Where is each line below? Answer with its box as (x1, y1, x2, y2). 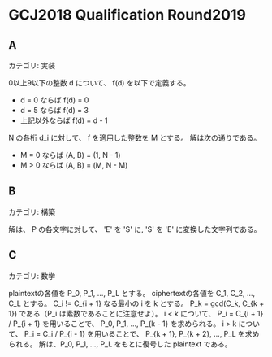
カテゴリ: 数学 (8, 271, 55, 281)
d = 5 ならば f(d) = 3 (19, 106, 89, 115)
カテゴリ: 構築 (8, 207, 55, 216)
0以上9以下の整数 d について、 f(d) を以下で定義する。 (8, 78, 191, 87)
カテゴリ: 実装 (8, 61, 55, 70)
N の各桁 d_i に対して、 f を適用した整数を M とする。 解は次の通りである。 (8, 133, 261, 142)
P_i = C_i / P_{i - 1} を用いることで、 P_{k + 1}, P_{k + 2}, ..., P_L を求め (24, 329, 260, 338)
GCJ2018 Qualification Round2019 (8, 6, 246, 24)
